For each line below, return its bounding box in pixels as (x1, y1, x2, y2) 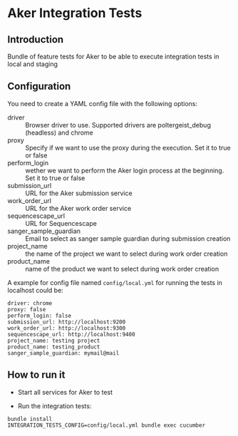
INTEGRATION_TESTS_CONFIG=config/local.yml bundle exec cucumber (7, 422, 205, 429)
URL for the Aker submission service (25, 189, 133, 197)
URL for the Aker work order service (25, 204, 132, 212)
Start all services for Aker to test (17, 388, 113, 396)
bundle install (7, 415, 53, 422)
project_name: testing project (7, 337, 100, 344)
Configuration (7, 81, 71, 93)
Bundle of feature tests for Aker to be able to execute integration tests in (7, 52, 219, 61)
